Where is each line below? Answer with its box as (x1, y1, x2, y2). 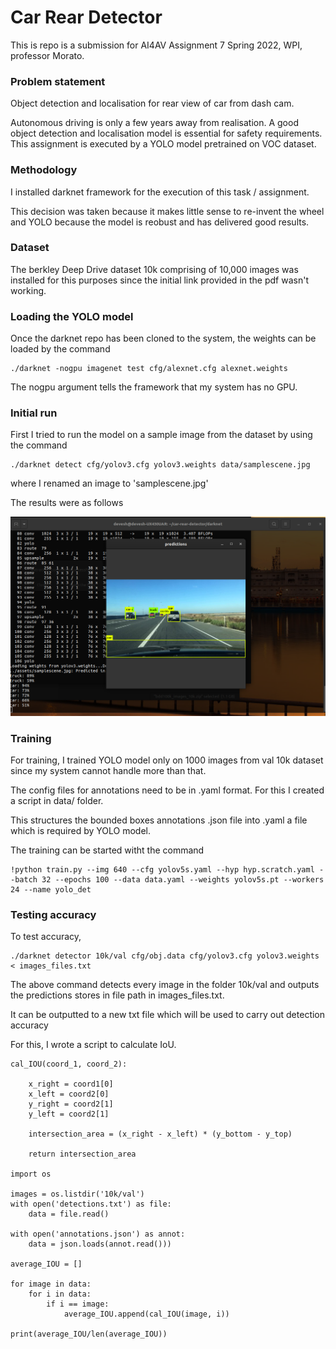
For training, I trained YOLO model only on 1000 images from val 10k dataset (10, 754, 324, 766)
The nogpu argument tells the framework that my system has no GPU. (10, 381, 298, 393)
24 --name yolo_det (10, 885, 92, 895)
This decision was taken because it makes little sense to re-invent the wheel (10, 205, 325, 217)
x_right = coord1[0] (28, 1079, 114, 1090)
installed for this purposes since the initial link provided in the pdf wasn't (10, 274, 309, 286)
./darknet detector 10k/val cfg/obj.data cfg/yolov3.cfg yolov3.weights (10, 951, 320, 961)
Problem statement (10, 74, 106, 88)
